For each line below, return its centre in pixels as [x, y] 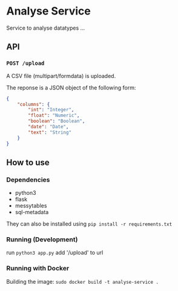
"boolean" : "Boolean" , [57, 121]
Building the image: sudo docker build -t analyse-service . [83, 281]
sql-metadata [32, 212]
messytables [31, 206]
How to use [28, 162]
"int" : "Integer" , [51, 110]
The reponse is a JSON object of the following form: [71, 87]
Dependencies [28, 180]
